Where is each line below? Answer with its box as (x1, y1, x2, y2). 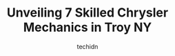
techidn (76, 42, 99, 50)
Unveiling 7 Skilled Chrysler (6, 5, 169, 21)
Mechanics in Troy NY (23, 19, 152, 35)
